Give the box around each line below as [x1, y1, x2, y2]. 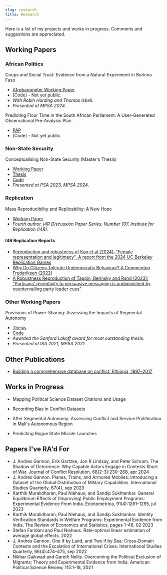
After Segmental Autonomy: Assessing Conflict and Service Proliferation [12, 415, 161, 421]
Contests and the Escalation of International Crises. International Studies [12, 543, 162, 549]
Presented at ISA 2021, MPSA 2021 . [12, 341, 86, 347]
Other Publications [5, 355, 65, 364]
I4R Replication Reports [5, 238, 55, 244]
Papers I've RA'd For [5, 445, 70, 454]
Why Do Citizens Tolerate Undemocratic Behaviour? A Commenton [12, 264, 150, 270]
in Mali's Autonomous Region [12, 421, 73, 427]
